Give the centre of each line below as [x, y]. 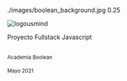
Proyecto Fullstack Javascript [50, 37]
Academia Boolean [30, 57]
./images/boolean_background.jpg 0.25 [64, 10]
